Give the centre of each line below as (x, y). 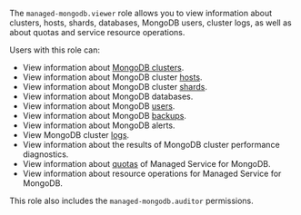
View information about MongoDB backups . (104, 116)
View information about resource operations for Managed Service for (152, 173)
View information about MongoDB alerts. (99, 125)
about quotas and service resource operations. (97, 32)
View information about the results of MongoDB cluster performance (151, 145)
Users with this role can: (55, 50)
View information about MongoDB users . (99, 106)
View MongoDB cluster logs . (76, 135)
